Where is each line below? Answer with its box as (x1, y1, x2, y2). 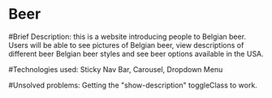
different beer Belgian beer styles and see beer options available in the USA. (8, 49, 264, 58)
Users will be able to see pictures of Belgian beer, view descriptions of (8, 40, 244, 49)
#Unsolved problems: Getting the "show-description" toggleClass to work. (8, 80, 257, 90)
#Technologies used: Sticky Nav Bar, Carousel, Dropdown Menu (8, 64, 223, 74)
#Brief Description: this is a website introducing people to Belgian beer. (8, 32, 246, 41)
